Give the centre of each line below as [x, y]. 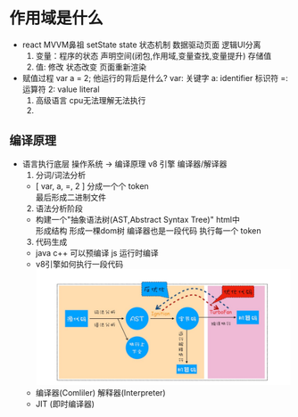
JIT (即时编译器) [65, 404]
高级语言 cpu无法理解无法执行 [91, 100]
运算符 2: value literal [61, 89]
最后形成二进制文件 [71, 197]
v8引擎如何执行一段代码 [79, 264]
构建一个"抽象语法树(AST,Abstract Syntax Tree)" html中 [138, 219]
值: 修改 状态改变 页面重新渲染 [91, 67]
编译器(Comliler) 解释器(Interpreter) [101, 393]
